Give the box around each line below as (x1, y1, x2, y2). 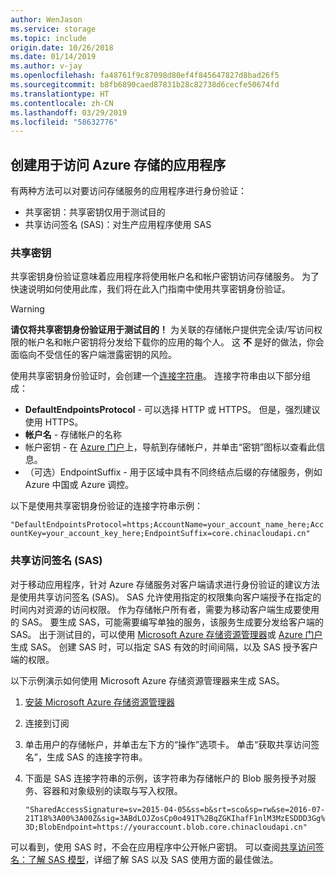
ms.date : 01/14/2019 (10, 52, 97, 62)
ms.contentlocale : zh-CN (10, 98, 114, 108)
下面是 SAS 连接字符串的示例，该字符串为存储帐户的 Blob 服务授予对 (24, 772, 308, 784)
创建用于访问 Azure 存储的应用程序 (10, 156, 227, 173)
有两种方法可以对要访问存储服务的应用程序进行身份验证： (10, 185, 247, 197)
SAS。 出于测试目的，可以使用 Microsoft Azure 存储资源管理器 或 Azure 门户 (10, 628, 323, 640)
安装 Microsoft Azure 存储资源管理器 (24, 696, 176, 708)
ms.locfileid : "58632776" (10, 117, 118, 127)
